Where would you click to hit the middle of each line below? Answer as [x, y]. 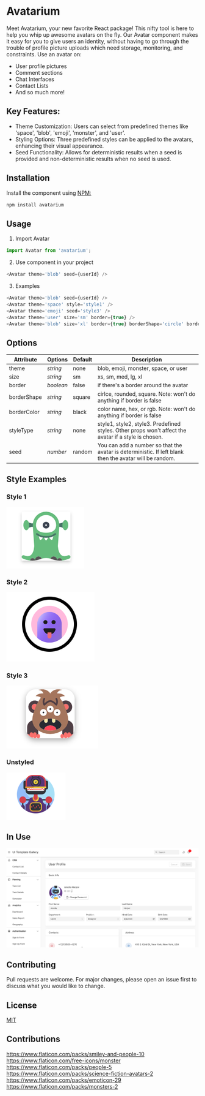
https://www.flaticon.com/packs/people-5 [59, 1067]
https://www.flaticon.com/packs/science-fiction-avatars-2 [80, 1073]
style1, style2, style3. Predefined [139, 424]
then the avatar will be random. [136, 458]
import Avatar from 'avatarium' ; [49, 251]
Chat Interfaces [35, 79]
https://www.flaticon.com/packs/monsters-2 [62, 1086]
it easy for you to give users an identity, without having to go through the [98, 41]
